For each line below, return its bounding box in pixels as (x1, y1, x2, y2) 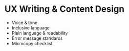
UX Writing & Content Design (4, 3, 125, 15)
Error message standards (11, 35, 63, 41)
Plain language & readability (11, 30, 68, 36)
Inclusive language (11, 25, 50, 30)
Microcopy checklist (11, 40, 53, 46)
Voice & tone (11, 20, 38, 25)
